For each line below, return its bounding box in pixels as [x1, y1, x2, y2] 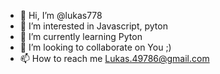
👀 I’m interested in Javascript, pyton [19, 20, 168, 32]
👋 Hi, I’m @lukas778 [19, 10, 103, 21]
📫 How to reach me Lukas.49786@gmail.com [19, 53, 210, 64]
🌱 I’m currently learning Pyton [19, 31, 143, 42]
